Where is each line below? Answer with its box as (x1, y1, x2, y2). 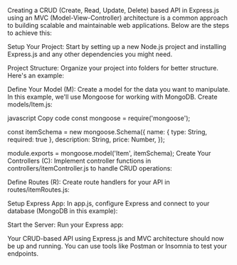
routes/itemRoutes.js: (7, 185, 70, 194)
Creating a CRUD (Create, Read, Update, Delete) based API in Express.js (7, 6, 219, 14)
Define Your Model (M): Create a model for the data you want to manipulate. (7, 85, 230, 93)
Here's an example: (7, 71, 64, 80)
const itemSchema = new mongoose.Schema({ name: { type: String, (7, 128, 208, 136)
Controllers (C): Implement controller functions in (7, 156, 152, 165)
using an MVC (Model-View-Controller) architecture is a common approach (7, 13, 228, 22)
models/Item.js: (7, 100, 53, 109)
